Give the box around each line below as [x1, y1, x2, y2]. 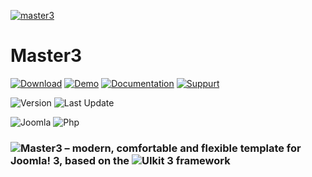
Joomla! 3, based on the [10, 153, 130, 167]
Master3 [10, 45, 83, 67]
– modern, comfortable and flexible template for [64, 141, 302, 155]
